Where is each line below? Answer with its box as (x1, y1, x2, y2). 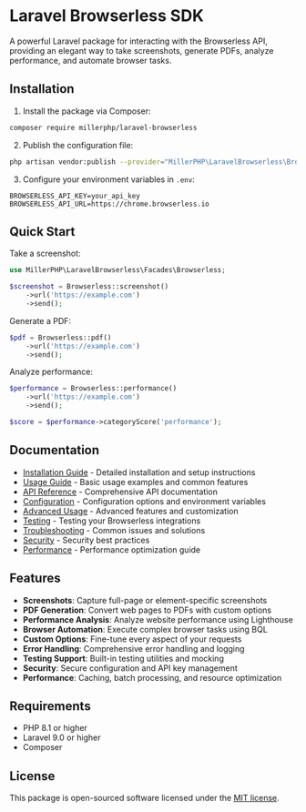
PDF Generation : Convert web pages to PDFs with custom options (22, 604, 271, 615)
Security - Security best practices (22, 534, 150, 545)
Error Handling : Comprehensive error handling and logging (22, 643, 245, 654)
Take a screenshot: (9, 248, 81, 259)
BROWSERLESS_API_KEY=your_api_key (9, 191, 141, 200)
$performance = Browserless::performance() (9, 384, 178, 393)
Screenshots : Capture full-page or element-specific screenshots (22, 594, 268, 605)
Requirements (9, 698, 91, 714)
